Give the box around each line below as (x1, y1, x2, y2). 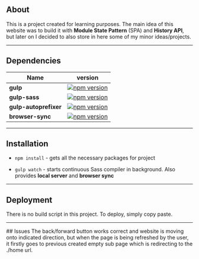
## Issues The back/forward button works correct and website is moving (6, 228, 184, 235)
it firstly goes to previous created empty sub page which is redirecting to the (6, 240, 193, 248)
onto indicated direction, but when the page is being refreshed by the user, (6, 234, 189, 241)
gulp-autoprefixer (9, 103, 62, 111)
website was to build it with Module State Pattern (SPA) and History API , (6, 27, 185, 34)
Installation (6, 139, 49, 149)
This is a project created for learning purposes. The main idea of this (6, 20, 174, 27)
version (76, 73, 99, 82)
